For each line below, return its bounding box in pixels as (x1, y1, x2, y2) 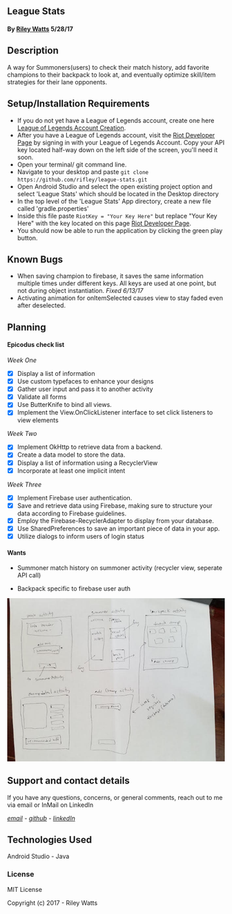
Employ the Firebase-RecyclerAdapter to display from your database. (17, 516, 214, 524)
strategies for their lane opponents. (7, 77, 108, 86)
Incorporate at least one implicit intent (17, 466, 126, 475)
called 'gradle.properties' (17, 204, 90, 213)
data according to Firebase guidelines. (17, 509, 127, 517)
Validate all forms (17, 393, 67, 401)
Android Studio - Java (7, 853, 70, 861)
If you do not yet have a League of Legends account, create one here (17, 116, 215, 124)
